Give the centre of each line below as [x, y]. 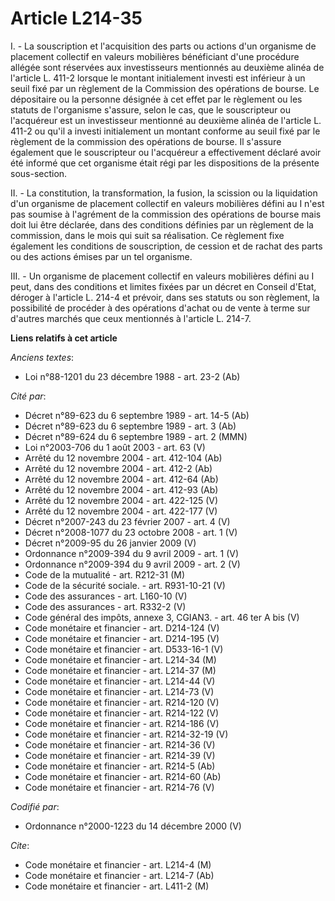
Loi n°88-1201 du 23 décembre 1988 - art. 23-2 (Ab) [132, 376]
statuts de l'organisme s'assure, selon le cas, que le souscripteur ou [150, 109]
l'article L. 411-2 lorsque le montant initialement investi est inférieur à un [158, 78]
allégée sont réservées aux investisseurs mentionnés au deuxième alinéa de [167, 67]
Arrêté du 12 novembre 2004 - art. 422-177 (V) [121, 511]
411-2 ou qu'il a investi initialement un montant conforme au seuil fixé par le [165, 131]
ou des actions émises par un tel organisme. [101, 256]
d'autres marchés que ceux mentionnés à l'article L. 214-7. [131, 318]
